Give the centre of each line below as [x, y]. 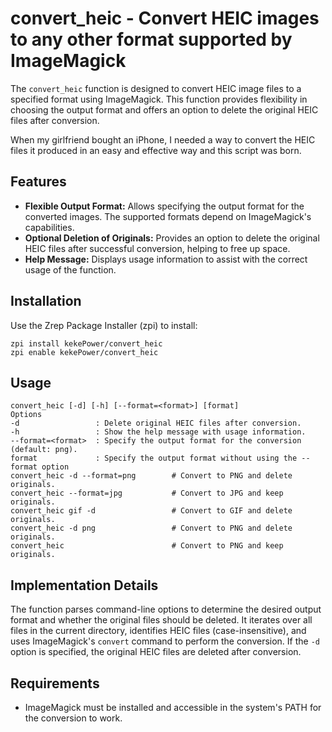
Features [38, 182]
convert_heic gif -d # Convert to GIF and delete [151, 511]
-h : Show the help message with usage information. [158, 432]
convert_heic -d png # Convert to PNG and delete [151, 528]
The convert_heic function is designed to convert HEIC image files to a [156, 88]
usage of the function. [70, 269]
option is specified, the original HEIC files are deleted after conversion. [156, 652]
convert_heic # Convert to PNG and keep [147, 546]
